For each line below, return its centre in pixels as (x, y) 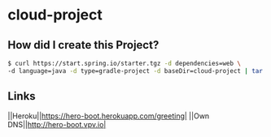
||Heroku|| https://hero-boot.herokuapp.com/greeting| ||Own (109, 116)
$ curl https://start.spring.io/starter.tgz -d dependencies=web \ (125, 63)
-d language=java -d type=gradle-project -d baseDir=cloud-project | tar (135, 71)
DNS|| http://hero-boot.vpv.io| (57, 124)
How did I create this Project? (83, 45)
